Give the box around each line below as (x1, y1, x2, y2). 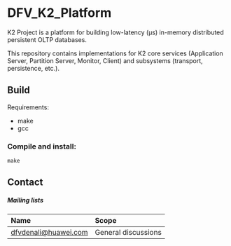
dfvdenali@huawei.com (10, 228, 89, 238)
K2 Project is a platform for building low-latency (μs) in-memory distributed (7, 28, 224, 36)
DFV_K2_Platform (7, 5, 112, 21)
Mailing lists (7, 196, 44, 205)
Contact (7, 177, 43, 189)
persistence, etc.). (7, 64, 59, 72)
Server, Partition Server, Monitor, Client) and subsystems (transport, (7, 56, 203, 64)
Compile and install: (7, 142, 77, 151)
